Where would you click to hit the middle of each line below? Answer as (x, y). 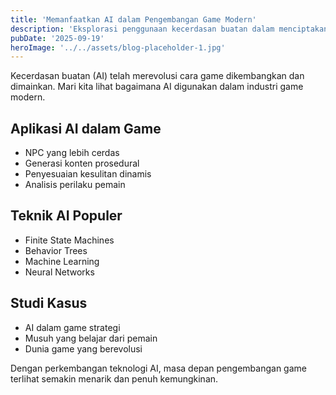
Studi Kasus (49, 303)
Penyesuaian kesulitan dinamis (88, 174)
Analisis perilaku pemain (75, 185)
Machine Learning (62, 261)
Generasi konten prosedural (82, 163)
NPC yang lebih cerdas (72, 153)
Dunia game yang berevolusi (83, 348)
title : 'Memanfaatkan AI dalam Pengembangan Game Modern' (133, 19)
